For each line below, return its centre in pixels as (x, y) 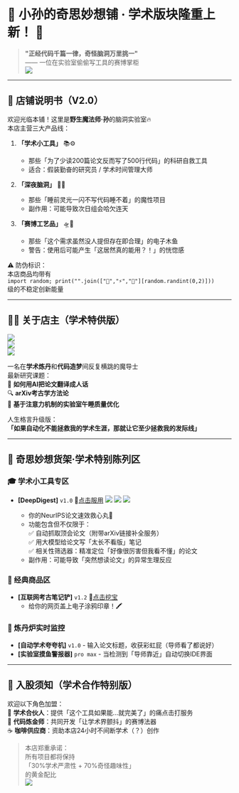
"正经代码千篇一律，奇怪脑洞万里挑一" (81, 53)
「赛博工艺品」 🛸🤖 (46, 223)
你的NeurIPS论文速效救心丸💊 (70, 516)
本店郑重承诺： (47, 747)
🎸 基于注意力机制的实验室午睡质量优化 (63, 404)
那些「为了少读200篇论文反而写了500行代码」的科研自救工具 (118, 160)
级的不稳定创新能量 (36, 289)
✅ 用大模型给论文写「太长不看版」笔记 (85, 542)
